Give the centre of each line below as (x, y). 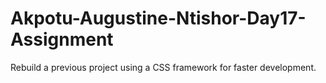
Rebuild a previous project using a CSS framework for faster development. (163, 67)
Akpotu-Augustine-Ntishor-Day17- (158, 18)
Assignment (62, 39)
